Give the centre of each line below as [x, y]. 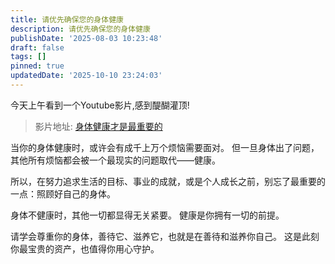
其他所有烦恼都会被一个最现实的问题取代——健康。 [115, 160]
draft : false [37, 47]
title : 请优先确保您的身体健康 [67, 19]
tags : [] [28, 57]
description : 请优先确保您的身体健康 [80, 29]
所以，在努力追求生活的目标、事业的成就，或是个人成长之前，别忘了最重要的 [168, 181]
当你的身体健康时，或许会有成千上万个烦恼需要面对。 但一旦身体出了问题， [165, 147]
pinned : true [37, 66]
